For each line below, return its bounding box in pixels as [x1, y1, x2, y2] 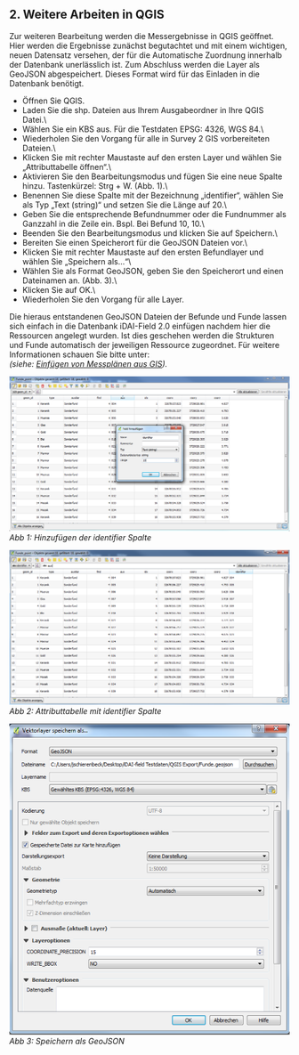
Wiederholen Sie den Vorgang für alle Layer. [21, 294, 185, 304]
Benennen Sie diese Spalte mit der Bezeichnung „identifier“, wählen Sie [21, 190, 284, 200]
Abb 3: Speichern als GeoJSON [9, 1035, 125, 1046]
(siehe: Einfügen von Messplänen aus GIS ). [9, 358, 168, 369]
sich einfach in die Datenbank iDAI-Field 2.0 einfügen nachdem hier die [9, 321, 271, 331]
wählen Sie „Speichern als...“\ [21, 256, 132, 266]
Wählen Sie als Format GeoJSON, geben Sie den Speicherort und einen [21, 265, 284, 276]
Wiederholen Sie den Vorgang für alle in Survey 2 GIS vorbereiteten [21, 133, 270, 143]
